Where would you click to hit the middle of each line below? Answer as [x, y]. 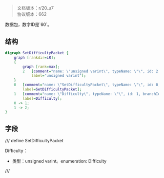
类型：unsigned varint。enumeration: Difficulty [59, 161]
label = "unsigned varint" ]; [59, 76]
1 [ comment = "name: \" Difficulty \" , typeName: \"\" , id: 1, [77, 94]
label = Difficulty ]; [42, 98]
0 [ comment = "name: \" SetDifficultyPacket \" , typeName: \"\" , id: [84, 85]
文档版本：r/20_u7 [35, 8]
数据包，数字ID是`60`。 [29, 24]
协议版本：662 [32, 14]
